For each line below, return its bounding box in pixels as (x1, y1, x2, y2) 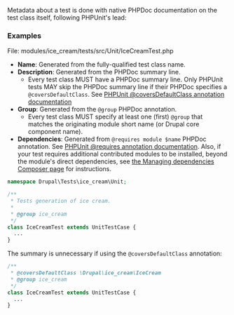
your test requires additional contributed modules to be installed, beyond (17, 150, 228, 159)
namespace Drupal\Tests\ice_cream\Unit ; (7, 178, 128, 185)
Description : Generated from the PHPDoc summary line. (17, 68, 181, 76)
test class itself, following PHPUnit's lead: (7, 13, 127, 22)
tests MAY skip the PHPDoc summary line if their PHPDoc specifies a (27, 83, 228, 91)
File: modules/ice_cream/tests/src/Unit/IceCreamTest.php (7, 47, 174, 55)
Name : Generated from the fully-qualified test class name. (17, 60, 186, 69)
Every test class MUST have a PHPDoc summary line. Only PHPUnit (27, 75, 223, 83)
